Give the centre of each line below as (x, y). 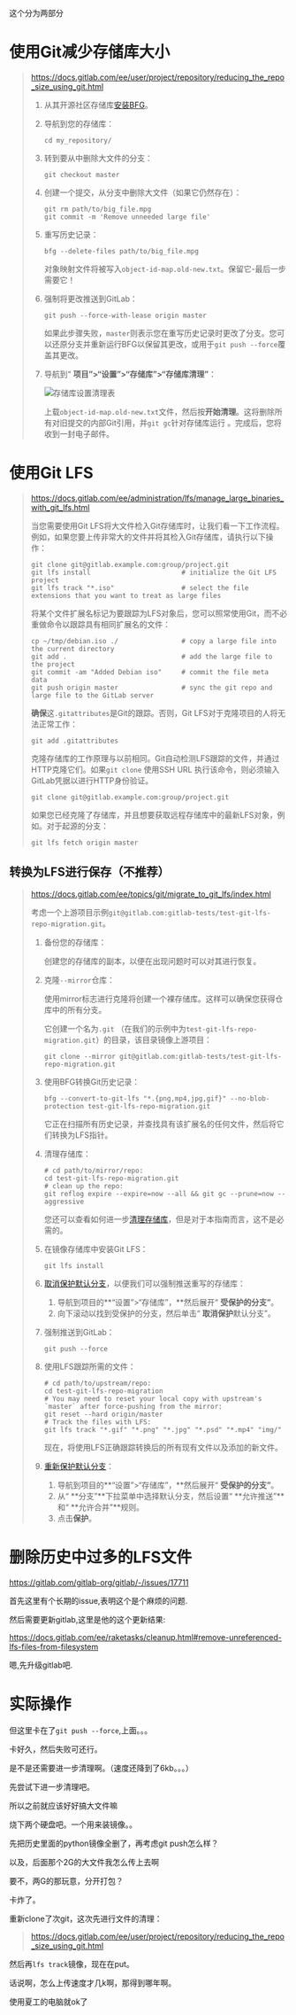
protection (64, 1106)
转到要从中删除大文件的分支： (98, 158)
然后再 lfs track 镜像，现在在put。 (72, 1964)
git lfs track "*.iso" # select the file (140, 587)
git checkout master (82, 175)
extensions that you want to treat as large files (126, 595)
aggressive (64, 1202)
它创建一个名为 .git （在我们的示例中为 (115, 1028)
